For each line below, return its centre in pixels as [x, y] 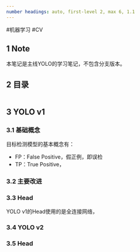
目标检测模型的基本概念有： [40, 144]
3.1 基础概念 [23, 130]
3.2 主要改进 [24, 181]
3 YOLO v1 [26, 112]
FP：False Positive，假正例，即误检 [59, 157]
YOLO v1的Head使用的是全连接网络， [52, 212]
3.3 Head [20, 198]
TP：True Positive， [39, 164]
